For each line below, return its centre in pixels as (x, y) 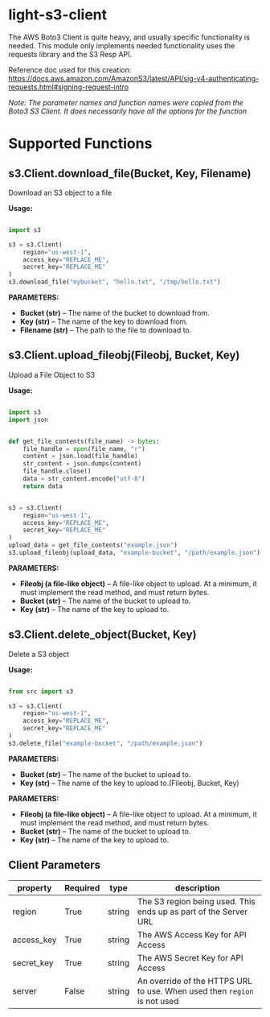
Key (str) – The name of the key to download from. (104, 322)
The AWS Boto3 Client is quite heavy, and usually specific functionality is (129, 37)
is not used (158, 1001)
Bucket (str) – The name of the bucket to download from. (115, 313)
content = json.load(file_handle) (80, 457)
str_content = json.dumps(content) (82, 464)
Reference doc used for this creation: (70, 69)
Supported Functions (80, 144)
